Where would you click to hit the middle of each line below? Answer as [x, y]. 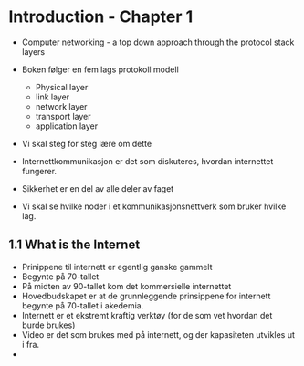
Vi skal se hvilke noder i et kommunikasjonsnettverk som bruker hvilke [154, 206]
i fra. [31, 344]
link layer [52, 97]
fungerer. [39, 171]
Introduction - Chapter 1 [101, 17]
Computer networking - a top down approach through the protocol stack [158, 42]
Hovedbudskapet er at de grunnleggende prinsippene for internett [146, 296]
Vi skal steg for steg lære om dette [87, 143]
